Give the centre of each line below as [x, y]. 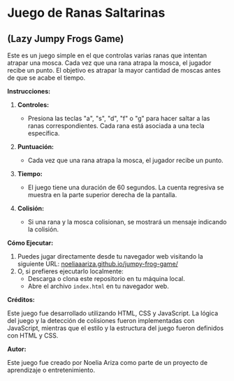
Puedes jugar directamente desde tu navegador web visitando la [110, 256]
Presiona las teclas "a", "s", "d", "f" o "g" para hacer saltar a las [119, 118]
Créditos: [21, 300]
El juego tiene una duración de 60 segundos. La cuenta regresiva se [126, 187]
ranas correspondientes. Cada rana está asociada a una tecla [116, 126]
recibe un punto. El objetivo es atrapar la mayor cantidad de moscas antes [114, 70]
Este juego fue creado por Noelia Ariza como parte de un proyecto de [108, 362]
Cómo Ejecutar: [30, 243]
